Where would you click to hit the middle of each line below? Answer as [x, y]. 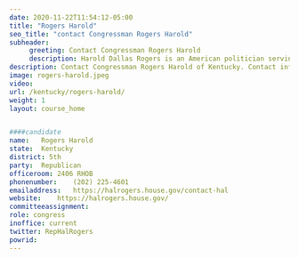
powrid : [24, 240]
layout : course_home [48, 109]
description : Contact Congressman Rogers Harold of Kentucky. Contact [143, 68]
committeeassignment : [49, 207]
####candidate [36, 133]
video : [21, 84]
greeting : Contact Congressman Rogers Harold [115, 51]
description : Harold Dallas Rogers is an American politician [147, 59]
